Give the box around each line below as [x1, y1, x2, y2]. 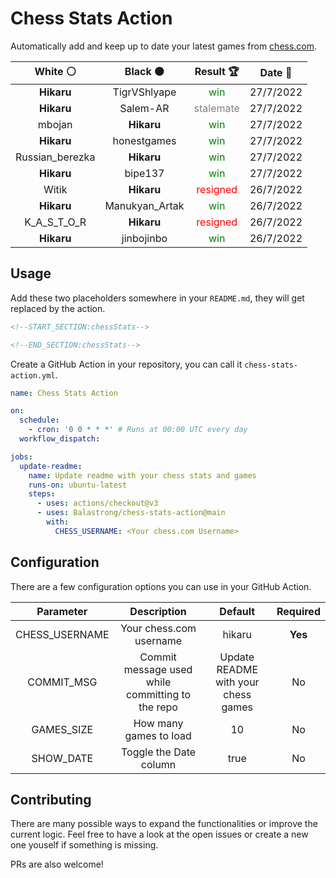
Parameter [36, 604, 88, 618]
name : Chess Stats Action [10, 388, 118, 398]
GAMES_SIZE [31, 722, 94, 736]
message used [123, 662, 193, 676]
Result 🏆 [194, 64, 240, 78]
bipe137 [124, 166, 165, 180]
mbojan [37, 117, 73, 131]
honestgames [112, 133, 177, 147]
